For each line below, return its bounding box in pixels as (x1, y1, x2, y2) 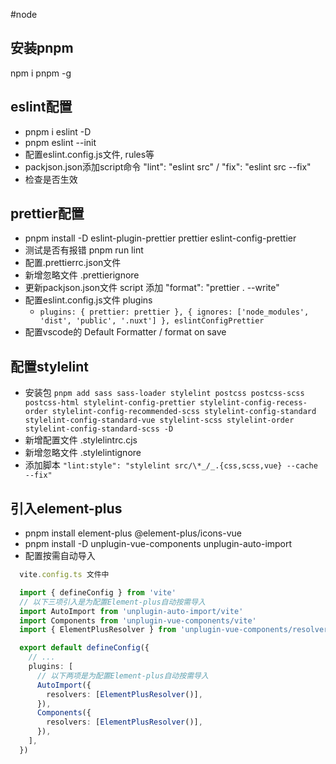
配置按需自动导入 (24, 550, 96, 562)
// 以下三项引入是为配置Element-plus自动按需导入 (19, 597, 206, 607)
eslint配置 (10, 99, 73, 116)
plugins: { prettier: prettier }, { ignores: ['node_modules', (39, 307, 310, 318)
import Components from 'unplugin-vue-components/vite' (19, 615, 257, 626)
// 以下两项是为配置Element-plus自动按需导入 (36, 670, 209, 681)
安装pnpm (10, 40, 74, 57)
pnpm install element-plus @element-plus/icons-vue (24, 527, 242, 539)
